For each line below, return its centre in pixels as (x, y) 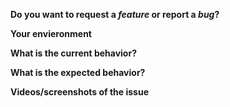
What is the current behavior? (73, 53)
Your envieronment (51, 33)
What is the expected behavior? (78, 72)
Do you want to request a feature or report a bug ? (115, 14)
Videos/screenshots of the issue (79, 92)
